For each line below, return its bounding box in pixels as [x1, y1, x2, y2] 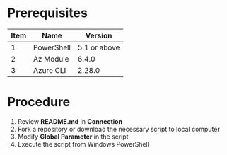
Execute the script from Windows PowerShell [17, 139, 150, 148]
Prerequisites [7, 5, 88, 21]
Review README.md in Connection [17, 117, 122, 125]
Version [85, 30, 112, 40]
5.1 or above [77, 42, 120, 52]
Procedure [7, 94, 71, 110]
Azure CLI [33, 65, 66, 75]
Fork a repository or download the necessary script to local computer [17, 125, 221, 133]
